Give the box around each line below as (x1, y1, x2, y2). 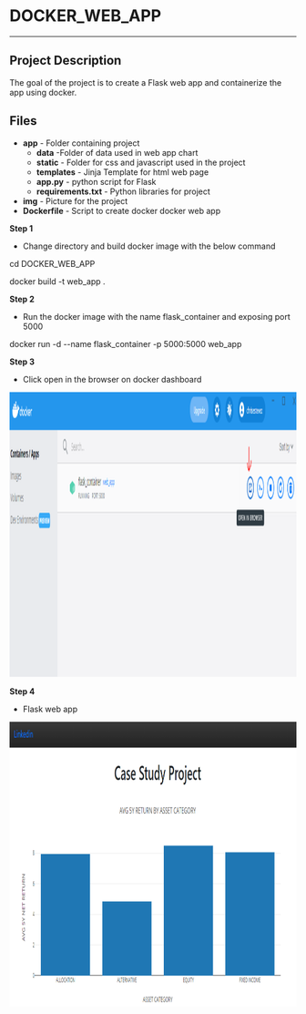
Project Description (9, 53, 122, 68)
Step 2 (9, 293, 35, 304)
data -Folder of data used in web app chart (36, 147, 199, 158)
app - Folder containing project (22, 138, 140, 149)
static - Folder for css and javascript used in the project (36, 157, 246, 168)
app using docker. (9, 87, 77, 97)
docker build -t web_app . (9, 275, 107, 287)
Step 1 (9, 222, 34, 233)
